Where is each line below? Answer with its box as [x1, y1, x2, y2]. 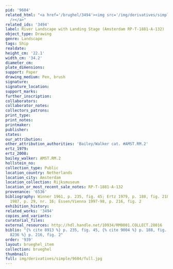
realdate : [5, 46, 27, 51]
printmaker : [5, 122, 31, 128]
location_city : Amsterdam [5, 175, 61, 180]
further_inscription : [5, 94, 52, 99]
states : [5, 132, 22, 137]
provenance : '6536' [5, 189, 47, 194]
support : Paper [5, 70, 38, 75]
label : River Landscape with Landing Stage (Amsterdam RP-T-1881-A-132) [5, 27, 165, 32]
